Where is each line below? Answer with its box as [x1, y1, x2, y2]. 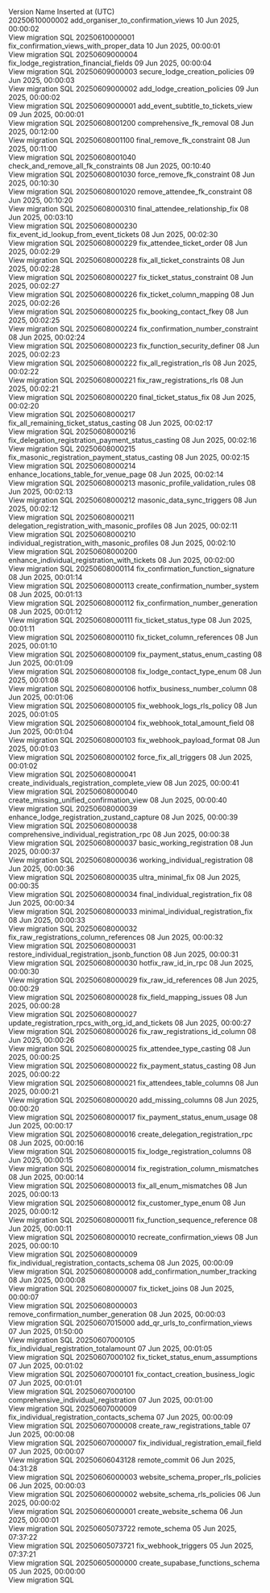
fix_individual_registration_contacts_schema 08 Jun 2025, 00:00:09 [8, 1258, 234, 1267]
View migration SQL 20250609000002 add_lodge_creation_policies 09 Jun [8, 84, 260, 94]
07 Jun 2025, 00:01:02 [8, 1361, 84, 1370]
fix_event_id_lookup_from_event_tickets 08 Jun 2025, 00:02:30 [8, 230, 218, 239]
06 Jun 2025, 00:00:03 [8, 1481, 86, 1491]
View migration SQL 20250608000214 [8, 461, 136, 470]
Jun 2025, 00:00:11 [8, 1224, 73, 1233]
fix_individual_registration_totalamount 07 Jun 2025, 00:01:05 [8, 1344, 213, 1353]
